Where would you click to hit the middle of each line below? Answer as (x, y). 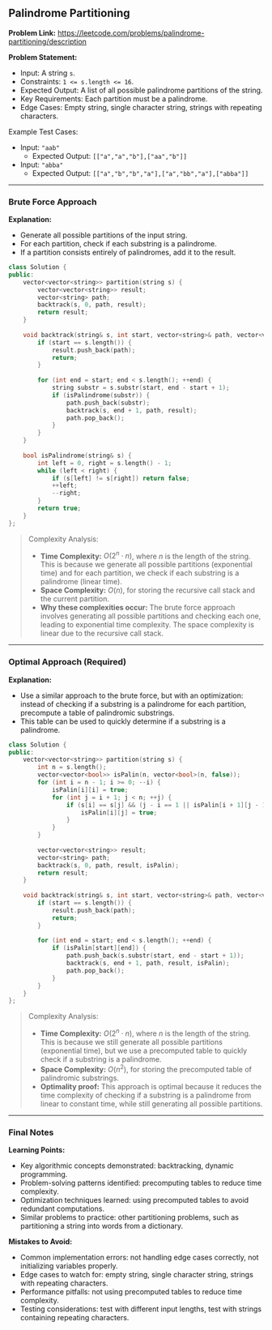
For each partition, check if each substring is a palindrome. (118, 244)
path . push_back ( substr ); (108, 403)
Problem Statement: (43, 57)
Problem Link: (32, 32)
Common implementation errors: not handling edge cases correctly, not (139, 1257)
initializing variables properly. (69, 1266)
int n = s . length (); (72, 768)
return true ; (59, 509)
